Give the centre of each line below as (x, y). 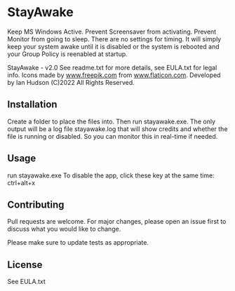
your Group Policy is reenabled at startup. (67, 54)
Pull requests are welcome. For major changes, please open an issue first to (117, 222)
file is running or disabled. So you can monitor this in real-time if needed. (113, 136)
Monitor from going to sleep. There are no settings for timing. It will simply (114, 39)
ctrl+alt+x (21, 182)
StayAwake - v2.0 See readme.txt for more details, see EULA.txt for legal (112, 67)
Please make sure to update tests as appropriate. (78, 243)
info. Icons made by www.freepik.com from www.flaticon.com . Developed (114, 75)
